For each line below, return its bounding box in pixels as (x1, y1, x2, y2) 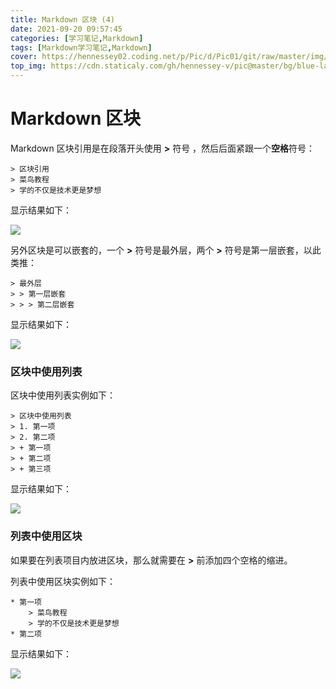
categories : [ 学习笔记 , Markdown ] (10, 33, 144, 43)
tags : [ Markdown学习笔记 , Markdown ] (10, 42, 153, 53)
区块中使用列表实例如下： (10, 389, 116, 401)
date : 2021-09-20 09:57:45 (10, 24, 123, 34)
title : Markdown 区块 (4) (10, 14, 115, 25)
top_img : (10, 61, 47, 71)
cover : (10, 52, 38, 62)
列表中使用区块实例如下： (10, 575, 116, 587)
